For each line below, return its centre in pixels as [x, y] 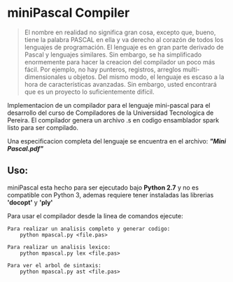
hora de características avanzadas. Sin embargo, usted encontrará [120, 84]
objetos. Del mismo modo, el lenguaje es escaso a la [149, 77]
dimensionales [45, 77]
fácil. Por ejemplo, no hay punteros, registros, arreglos [103, 69]
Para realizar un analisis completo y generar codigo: [89, 229]
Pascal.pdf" [26, 148]
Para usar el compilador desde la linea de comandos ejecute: [95, 216]
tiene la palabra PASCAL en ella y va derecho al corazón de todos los [124, 39]
